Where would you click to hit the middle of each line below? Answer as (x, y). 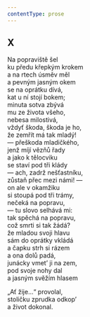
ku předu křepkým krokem (45, 67)
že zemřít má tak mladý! (42, 135)
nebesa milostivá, (33, 120)
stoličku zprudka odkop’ (42, 299)
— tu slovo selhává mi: (40, 211)
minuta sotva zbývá (36, 105)
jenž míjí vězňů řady (36, 150)
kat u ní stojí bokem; (36, 97)
